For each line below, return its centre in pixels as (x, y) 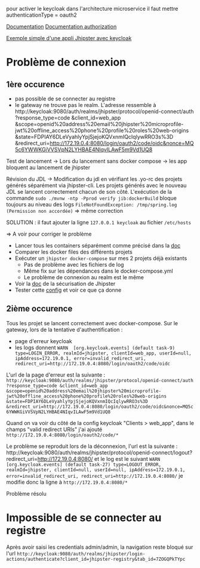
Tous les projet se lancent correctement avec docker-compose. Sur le (92, 323)
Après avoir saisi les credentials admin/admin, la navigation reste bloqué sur (100, 547)
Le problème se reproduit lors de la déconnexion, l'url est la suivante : (92, 446)
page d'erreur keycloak (44, 341)
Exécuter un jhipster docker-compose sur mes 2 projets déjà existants (101, 258)
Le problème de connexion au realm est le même (84, 277)
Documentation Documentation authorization (61, 27)
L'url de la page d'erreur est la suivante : (56, 375)
